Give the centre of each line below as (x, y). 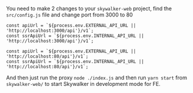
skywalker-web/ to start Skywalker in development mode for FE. (83, 84)
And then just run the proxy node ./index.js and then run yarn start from (97, 78)
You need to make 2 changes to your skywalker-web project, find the (89, 9)
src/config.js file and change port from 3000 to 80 (70, 15)
